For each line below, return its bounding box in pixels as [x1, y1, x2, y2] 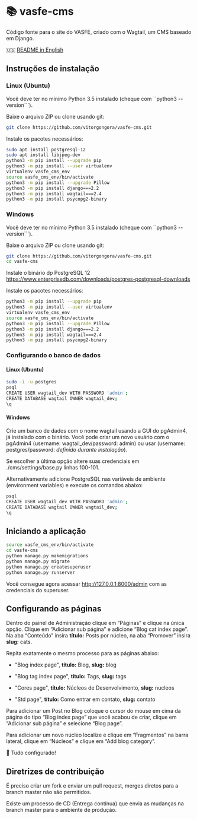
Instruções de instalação [6, 64, 99, 74]
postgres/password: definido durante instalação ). [6, 446, 128, 453]
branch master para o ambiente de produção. [6, 807, 117, 814]
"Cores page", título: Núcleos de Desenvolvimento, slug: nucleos [14, 684, 175, 691]
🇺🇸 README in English [6, 46, 64, 53]
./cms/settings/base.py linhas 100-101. [6, 464, 99, 471]
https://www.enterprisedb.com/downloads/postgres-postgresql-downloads [6, 275, 190, 282]
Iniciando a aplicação [6, 526, 86, 536]
